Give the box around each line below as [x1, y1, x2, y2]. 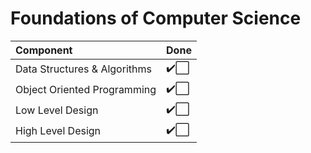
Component [15, 43, 73, 57]
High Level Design [15, 124, 102, 138]
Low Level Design [15, 103, 99, 117]
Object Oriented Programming [15, 83, 157, 97]
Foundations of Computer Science [10, 7, 302, 30]
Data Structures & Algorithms [15, 62, 152, 76]
